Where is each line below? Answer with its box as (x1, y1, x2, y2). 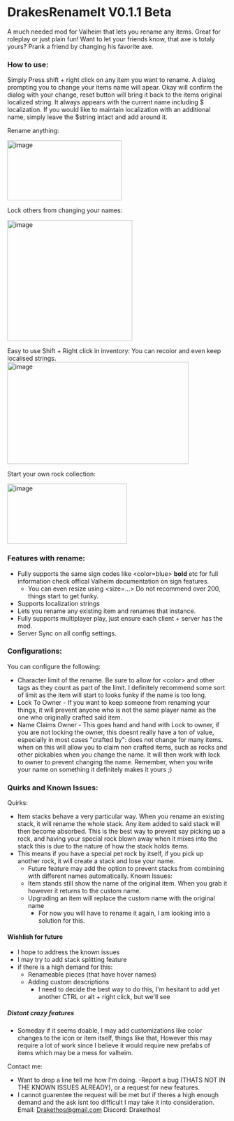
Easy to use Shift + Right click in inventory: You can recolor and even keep (7, 347, 221, 355)
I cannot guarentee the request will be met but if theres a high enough (17, 1091, 219, 1099)
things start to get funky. (27, 591, 99, 600)
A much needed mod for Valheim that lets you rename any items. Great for (7, 27, 221, 36)
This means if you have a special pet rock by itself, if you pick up (17, 849, 204, 858)
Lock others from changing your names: (7, 206, 123, 214)
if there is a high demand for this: (17, 963, 113, 971)
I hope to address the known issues (17, 948, 120, 956)
